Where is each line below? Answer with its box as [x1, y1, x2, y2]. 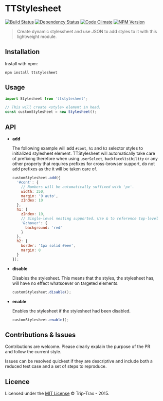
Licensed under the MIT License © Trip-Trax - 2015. [5, 390, 109, 396]
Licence [5, 378, 30, 386]
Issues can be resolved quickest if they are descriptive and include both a [5, 358, 153, 364]
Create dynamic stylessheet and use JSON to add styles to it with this [17, 28, 157, 34]
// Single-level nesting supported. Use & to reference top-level [21, 216, 159, 221]
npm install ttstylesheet [5, 70, 57, 75]
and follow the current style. [5, 349, 62, 355]
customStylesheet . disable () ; [12, 290, 72, 294]
